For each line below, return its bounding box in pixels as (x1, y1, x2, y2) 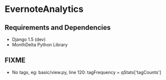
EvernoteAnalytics (4, 3, 83, 15)
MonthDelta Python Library (11, 42, 68, 48)
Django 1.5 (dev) (11, 36, 46, 42)
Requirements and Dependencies (4, 23, 111, 32)
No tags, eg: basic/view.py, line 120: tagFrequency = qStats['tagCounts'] (11, 69, 161, 75)
